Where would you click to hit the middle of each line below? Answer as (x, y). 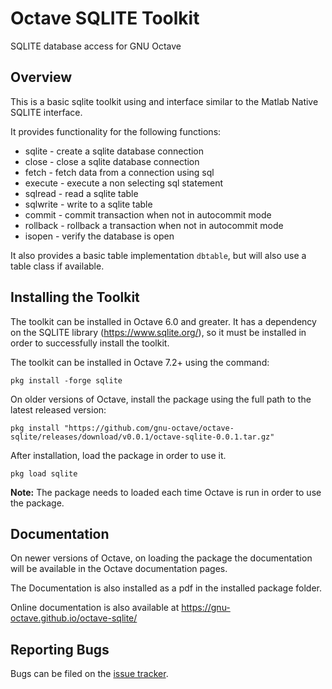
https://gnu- (206, 608)
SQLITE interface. (46, 112)
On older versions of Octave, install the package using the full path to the (161, 399)
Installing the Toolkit (75, 297)
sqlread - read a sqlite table (81, 193)
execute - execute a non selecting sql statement (124, 183)
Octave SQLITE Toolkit (105, 18)
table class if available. (57, 266)
